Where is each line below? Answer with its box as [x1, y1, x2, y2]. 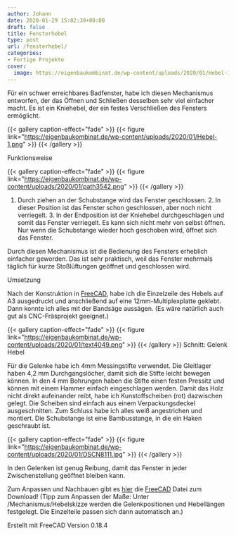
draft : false [7, 23, 46, 30]
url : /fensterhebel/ [7, 43, 68, 50]
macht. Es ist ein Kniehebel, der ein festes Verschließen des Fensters [7, 104, 207, 112]
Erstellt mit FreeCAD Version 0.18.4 [7, 521, 108, 529]
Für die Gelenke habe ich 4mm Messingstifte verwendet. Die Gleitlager [7, 361, 212, 370]
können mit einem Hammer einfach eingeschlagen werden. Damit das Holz [7, 383, 223, 392]
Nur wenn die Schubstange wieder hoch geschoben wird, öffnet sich [17, 226, 217, 234]
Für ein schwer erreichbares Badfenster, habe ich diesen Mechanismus [7, 89, 214, 97]
